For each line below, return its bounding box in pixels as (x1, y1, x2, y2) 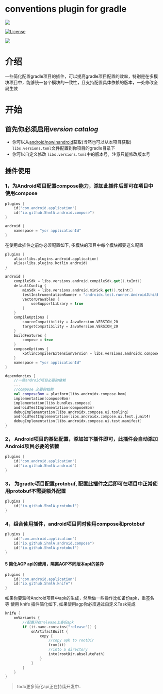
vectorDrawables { (22, 297, 60, 302)
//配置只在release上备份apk (22, 620, 74, 625)
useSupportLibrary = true (31, 301, 83, 306)
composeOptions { (14, 347, 49, 351)
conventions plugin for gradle (5, 3, 127, 15)
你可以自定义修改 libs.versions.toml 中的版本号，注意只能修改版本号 (12, 151, 150, 157)
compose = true (22, 337, 53, 343)
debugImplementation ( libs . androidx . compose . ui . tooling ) (14, 410, 130, 415)
